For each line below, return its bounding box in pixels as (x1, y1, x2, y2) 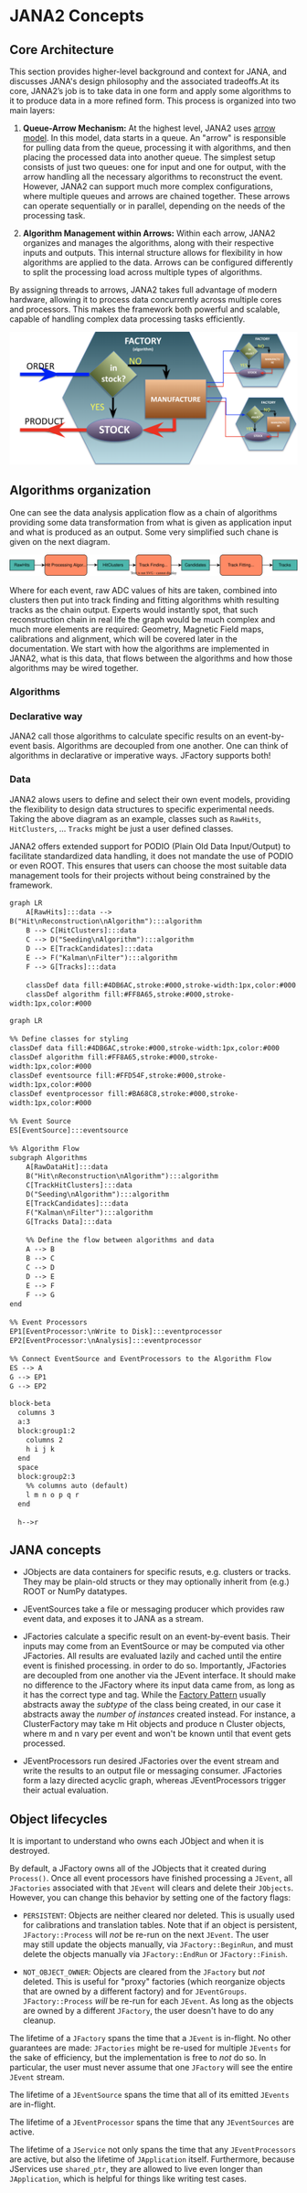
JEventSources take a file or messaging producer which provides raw (22, 1603, 285, 1614)
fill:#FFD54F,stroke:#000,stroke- (95, 1070, 227, 1080)
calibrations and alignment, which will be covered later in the (9, 633, 238, 644)
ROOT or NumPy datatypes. (22, 1586, 128, 1597)
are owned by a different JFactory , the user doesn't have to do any (22, 2006, 274, 2017)
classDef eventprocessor (9, 1089, 104, 1098)
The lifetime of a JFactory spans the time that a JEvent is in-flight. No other (9, 2033, 291, 2044)
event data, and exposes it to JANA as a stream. (22, 1613, 204, 1624)
